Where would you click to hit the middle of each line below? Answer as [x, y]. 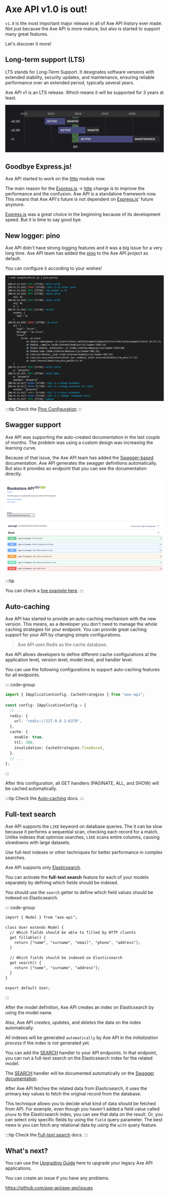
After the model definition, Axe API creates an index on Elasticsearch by [80, 1007]
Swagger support [33, 425]
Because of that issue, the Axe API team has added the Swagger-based [79, 458]
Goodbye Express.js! [38, 166]
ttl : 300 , [25, 742]
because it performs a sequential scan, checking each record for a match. [82, 832]
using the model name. [29, 1013]
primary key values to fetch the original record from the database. [73, 1094]
